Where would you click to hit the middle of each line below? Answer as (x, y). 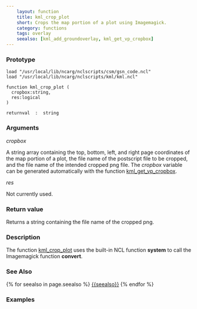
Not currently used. (29, 194)
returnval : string (33, 113)
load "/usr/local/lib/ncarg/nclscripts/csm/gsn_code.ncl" (79, 72)
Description (23, 237)
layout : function (38, 11)
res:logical (26, 98)
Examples (21, 300)
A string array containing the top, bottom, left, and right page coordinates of (98, 152)
